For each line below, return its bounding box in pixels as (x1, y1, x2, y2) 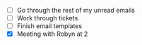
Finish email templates (16, 22, 83, 30)
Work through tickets (16, 14, 78, 22)
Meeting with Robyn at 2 (16, 30, 88, 38)
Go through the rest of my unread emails (16, 6, 136, 14)
